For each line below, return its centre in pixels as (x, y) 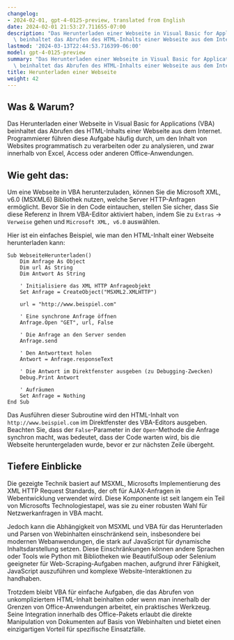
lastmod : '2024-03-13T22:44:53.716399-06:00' (74, 46)
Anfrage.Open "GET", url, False (67, 322)
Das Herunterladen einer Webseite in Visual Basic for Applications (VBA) (111, 124)
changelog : (23, 14)
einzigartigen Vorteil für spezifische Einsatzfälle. (77, 629)
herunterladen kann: (36, 243)
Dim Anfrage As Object (53, 262)
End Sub (18, 402)
